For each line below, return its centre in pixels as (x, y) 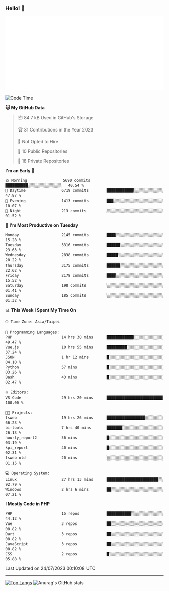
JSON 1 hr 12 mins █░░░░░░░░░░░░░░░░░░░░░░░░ (84, 357)
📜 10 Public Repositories (43, 151)
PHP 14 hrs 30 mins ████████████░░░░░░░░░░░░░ (84, 337)
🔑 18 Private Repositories (43, 161)
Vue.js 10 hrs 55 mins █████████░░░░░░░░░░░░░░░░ (84, 347)
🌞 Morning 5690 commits (48, 181)
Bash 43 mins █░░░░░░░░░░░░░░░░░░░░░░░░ (84, 377)
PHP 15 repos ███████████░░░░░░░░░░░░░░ (84, 514)
